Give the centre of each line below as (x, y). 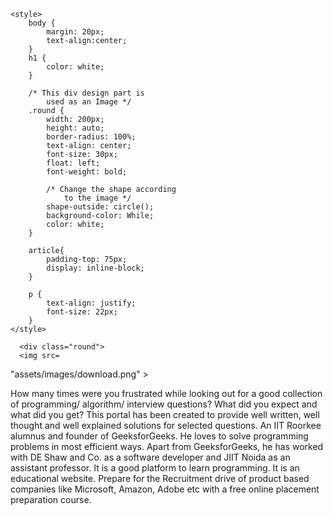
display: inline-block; (95, 268)
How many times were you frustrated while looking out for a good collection (166, 393)
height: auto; (75, 128)
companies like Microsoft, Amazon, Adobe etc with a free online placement (165, 489)
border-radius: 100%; (91, 137)
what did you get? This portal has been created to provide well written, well (165, 414)
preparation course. (51, 499)
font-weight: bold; (87, 172)
